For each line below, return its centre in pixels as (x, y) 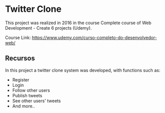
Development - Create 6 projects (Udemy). (49, 28)
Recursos (20, 58)
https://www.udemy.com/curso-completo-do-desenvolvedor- (94, 38)
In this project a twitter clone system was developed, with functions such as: (83, 70)
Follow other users (31, 90)
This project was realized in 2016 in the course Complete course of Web (78, 23)
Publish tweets (27, 95)
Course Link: (18, 38)
